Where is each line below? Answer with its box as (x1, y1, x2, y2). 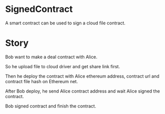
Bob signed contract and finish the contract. (5, 103, 96, 109)
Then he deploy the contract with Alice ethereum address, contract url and (5, 73, 159, 79)
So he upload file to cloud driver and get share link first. (5, 63, 120, 69)
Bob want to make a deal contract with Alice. (5, 54, 98, 60)
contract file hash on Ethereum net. (5, 78, 78, 84)
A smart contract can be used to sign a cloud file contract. (5, 20, 125, 26)
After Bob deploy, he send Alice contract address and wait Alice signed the (5, 88, 160, 94)
